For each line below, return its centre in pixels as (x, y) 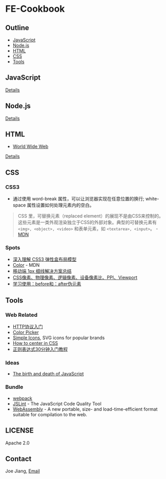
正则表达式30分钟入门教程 (40, 349)
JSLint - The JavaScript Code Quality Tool (57, 404)
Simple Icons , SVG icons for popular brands (58, 338)
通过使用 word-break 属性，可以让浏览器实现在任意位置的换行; (78, 199)
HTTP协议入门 (28, 326)
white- (152, 199)
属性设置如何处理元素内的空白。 (61, 205)
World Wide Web (30, 146)
